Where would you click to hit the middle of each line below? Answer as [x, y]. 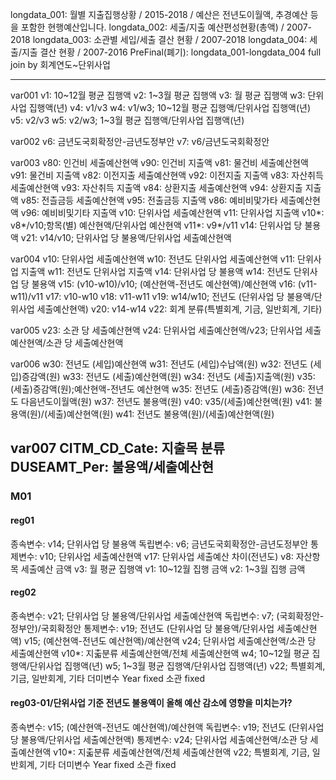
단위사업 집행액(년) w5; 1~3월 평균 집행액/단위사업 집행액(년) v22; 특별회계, [177, 665]
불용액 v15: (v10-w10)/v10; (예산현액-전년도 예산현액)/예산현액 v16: [163, 284]
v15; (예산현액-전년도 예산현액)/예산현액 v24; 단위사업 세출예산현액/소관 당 [170, 640]
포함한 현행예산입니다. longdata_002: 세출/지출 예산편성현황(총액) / [152, 27]
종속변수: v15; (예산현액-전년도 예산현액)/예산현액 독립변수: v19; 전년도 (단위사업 [167, 727]
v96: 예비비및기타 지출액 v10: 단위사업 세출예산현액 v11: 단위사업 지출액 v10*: [172, 212]
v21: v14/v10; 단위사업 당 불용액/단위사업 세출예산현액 [126, 237]
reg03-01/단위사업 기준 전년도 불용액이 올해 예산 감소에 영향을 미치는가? [151, 703]
